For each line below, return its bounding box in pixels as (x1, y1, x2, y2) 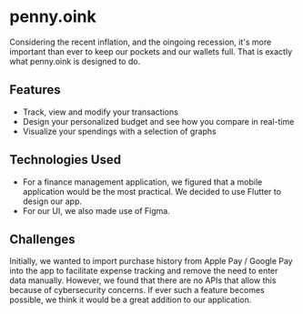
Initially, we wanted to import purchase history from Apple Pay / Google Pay (9, 256, 293, 267)
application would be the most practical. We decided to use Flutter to (22, 186, 282, 197)
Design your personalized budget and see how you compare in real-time (22, 116, 295, 127)
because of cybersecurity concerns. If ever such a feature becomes (9, 285, 266, 296)
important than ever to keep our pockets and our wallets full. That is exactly (9, 46, 293, 56)
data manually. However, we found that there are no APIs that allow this (9, 275, 277, 286)
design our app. (22, 196, 83, 207)
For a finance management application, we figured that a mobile (22, 176, 263, 187)
